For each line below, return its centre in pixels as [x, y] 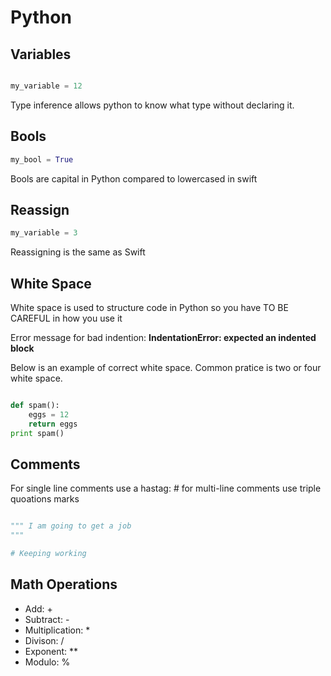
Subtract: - [47, 619]
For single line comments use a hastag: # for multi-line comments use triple [166, 488]
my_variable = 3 [44, 233]
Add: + [38, 608]
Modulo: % [47, 662]
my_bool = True [42, 159]
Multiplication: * [57, 630]
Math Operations [64, 584]
